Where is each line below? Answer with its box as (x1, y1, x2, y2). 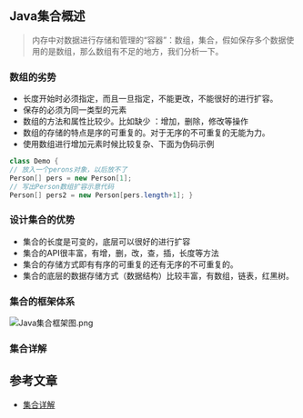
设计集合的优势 (9, 214, 76, 226)
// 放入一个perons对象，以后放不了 (9, 164, 128, 174)
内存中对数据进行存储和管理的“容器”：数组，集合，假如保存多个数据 (31, 35, 287, 45)
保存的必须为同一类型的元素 (22, 104, 127, 115)
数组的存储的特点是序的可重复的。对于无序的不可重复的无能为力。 (22, 127, 270, 138)
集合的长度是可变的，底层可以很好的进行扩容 (22, 235, 191, 247)
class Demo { (9, 157, 59, 166)
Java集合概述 (9, 8, 86, 25)
